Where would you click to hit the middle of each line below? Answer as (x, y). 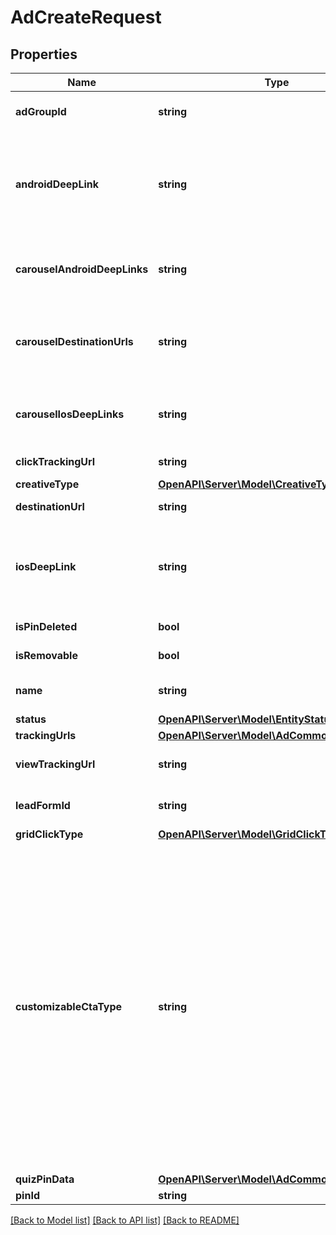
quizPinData (45, 1179)
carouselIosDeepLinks (70, 414)
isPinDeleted (46, 626)
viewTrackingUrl (55, 764)
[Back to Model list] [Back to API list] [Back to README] (125, 1220)
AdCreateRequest (86, 17)
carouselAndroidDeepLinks (82, 269)
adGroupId (41, 111)
